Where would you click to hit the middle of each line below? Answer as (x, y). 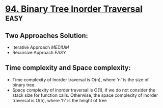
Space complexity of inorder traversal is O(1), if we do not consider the (84, 90)
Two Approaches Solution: (47, 35)
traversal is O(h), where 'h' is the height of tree (59, 100)
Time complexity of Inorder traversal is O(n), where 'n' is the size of (80, 80)
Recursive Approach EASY (39, 53)
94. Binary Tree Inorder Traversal (74, 9)
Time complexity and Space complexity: (68, 68)
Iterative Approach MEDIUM (41, 47)
